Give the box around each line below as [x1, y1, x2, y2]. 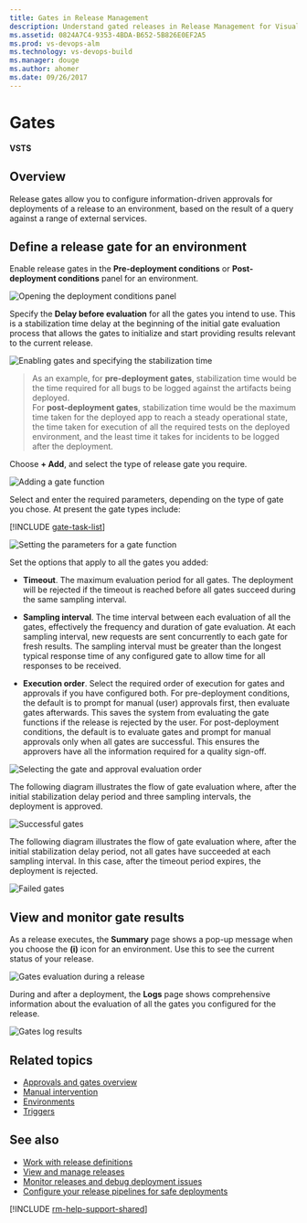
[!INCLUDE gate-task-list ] [9, 522, 106, 533]
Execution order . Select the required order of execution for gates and [22, 678, 285, 689]
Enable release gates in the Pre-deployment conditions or [9, 263, 230, 274]
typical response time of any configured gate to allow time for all [22, 651, 266, 662]
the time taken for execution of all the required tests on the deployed [31, 421, 291, 432]
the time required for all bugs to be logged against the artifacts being [31, 383, 291, 394]
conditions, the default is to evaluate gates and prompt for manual [22, 727, 271, 738]
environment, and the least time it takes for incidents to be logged [31, 431, 281, 442]
